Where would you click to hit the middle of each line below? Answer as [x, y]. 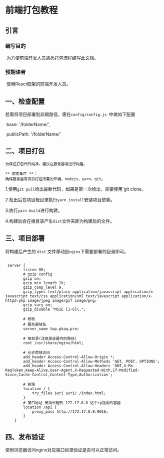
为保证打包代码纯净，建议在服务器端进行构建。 [46, 164]
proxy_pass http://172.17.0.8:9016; [70, 412]
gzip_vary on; [38, 305]
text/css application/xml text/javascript [75, 296]
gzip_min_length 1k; [44, 283]
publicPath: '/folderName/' [33, 134]
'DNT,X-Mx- [124, 366]
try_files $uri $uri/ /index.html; [69, 393]
